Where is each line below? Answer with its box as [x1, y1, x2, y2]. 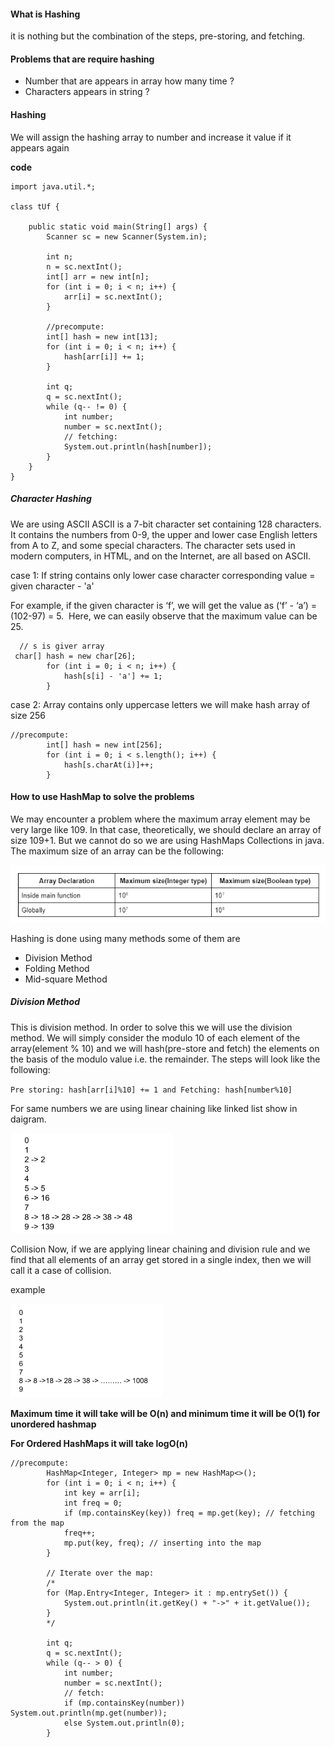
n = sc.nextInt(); [46, 261, 123, 272]
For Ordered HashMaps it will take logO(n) [10, 1437, 189, 1449]
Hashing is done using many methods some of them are [10, 932, 241, 944]
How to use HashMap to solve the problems [10, 791, 195, 803]
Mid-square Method [24, 973, 108, 985]
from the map [10, 1518, 65, 1528]
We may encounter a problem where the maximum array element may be [10, 813, 311, 825]
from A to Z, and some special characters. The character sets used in [10, 539, 296, 551]
